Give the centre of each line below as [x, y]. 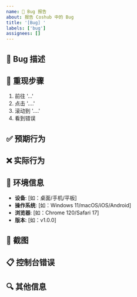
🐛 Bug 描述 [26, 59]
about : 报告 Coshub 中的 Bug [40, 17]
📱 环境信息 [25, 183]
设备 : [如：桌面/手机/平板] [46, 198]
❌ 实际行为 [26, 161]
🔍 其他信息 [26, 287]
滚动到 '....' [27, 111]
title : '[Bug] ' [26, 22]
